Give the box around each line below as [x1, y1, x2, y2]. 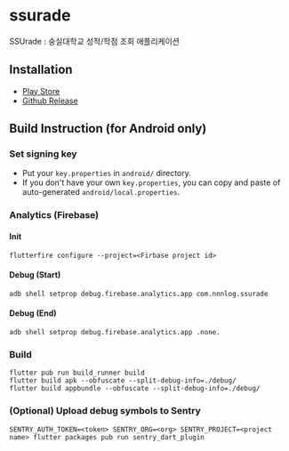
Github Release [21, 95, 78, 106]
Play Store [21, 85, 60, 96]
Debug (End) [9, 308, 57, 318]
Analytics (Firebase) [9, 209, 100, 221]
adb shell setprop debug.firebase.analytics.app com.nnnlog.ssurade [9, 289, 269, 298]
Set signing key [9, 148, 77, 160]
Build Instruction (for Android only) [9, 121, 207, 136]
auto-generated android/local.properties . [21, 187, 181, 197]
